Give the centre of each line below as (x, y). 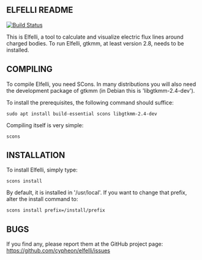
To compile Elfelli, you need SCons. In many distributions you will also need (101, 84)
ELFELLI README (40, 10)
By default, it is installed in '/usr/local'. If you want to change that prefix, (97, 192)
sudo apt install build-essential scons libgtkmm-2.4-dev (82, 114)
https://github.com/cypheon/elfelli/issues (58, 251)
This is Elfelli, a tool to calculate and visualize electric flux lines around (95, 37)
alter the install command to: (42, 199)
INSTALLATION (36, 155)
